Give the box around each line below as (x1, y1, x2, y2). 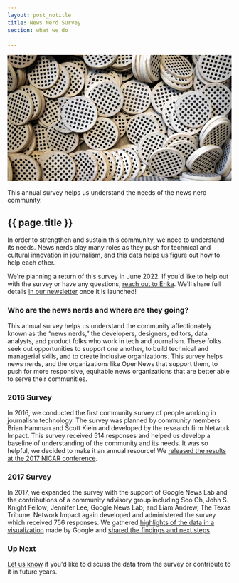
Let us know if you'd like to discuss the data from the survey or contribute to (7, 560, 231, 569)
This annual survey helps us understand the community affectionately (7, 321, 212, 330)
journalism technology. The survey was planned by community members (7, 416, 221, 425)
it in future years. (7, 567, 58, 576)
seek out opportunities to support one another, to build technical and (7, 344, 209, 353)
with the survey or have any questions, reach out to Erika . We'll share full (7, 280, 221, 288)
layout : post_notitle (7, 11, 72, 19)
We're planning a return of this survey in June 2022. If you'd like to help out (7, 272, 229, 281)
